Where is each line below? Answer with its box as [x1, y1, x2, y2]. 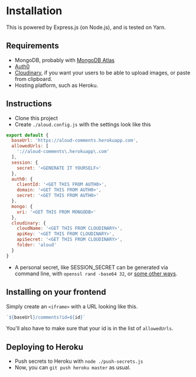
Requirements [6, 41, 59, 51]
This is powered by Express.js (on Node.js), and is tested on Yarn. [6, 24, 166, 31]
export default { [6, 132, 49, 138]
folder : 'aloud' [17, 242, 57, 248]
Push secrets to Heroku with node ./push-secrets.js [14, 357, 143, 365]
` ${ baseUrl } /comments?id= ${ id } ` [6, 314, 86, 320]
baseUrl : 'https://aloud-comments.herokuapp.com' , [11, 138, 139, 144]
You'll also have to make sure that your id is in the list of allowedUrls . [6, 325, 174, 332]
